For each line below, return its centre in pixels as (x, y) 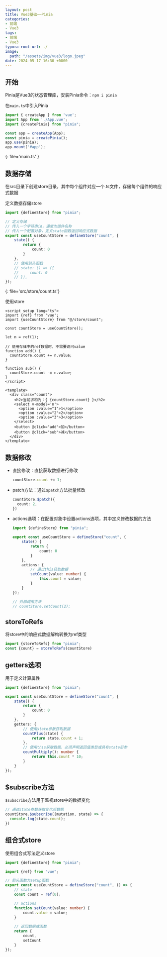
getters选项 (23, 665)
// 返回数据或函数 (31, 927)
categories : (17, 19)
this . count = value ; (60, 579)
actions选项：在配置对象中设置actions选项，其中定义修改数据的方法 (82, 519)
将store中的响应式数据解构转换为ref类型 (46, 635)
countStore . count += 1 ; (37, 480)
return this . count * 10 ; (57, 757)
